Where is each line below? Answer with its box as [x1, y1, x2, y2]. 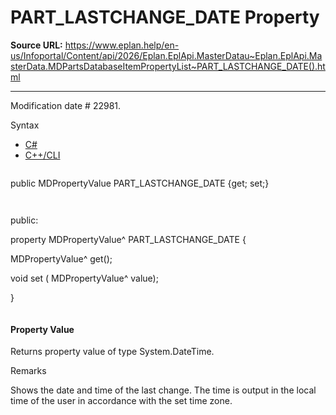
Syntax [10, 119, 40, 131]
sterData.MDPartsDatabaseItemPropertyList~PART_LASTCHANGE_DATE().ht [10, 60, 326, 72]
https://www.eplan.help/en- [64, 39, 180, 51]
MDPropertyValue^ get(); [10, 252, 113, 265]
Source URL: [10, 39, 63, 51]
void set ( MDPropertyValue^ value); [10, 272, 159, 284]
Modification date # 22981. [10, 99, 122, 111]
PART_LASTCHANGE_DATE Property [10, 6, 320, 29]
